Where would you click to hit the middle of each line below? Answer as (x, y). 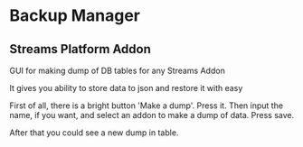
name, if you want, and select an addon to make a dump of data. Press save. (152, 115)
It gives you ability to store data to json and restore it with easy (126, 88)
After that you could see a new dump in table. (94, 133)
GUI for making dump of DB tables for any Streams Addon (118, 70)
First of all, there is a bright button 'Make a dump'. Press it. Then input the (146, 106)
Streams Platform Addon (80, 49)
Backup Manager (75, 16)
